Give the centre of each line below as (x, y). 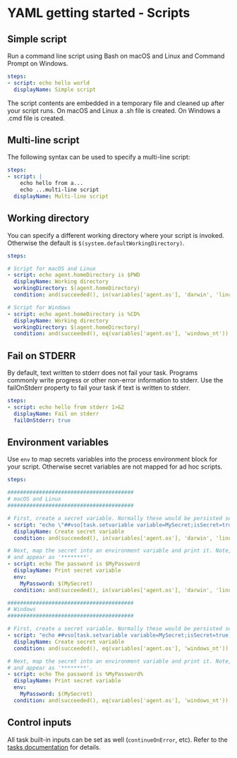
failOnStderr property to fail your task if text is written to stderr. (99, 388)
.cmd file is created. (36, 118)
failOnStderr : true (42, 420)
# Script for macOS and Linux (52, 269)
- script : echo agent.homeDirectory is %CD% (74, 314)
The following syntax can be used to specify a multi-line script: (99, 157)
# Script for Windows (39, 307)
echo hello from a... (51, 184)
